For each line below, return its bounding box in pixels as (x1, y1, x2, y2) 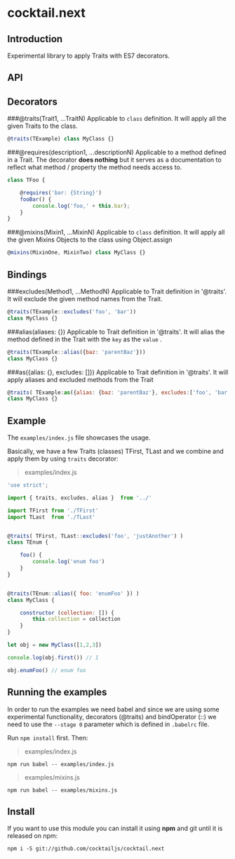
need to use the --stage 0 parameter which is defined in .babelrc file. (7, 720, 210, 728)
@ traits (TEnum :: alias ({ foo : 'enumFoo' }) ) (7, 590, 140, 597)
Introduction (7, 33, 63, 45)
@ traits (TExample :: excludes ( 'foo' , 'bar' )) (7, 308, 137, 315)
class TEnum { (7, 539, 49, 546)
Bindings (7, 268, 47, 280)
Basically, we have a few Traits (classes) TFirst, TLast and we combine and (7, 447, 224, 456)
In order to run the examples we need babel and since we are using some (7, 704, 220, 714)
